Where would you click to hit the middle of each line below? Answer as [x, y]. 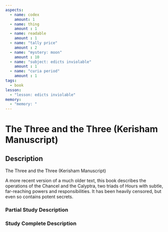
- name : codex [25, 15]
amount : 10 [27, 57]
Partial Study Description [37, 210]
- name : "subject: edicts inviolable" [51, 62]
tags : [11, 81]
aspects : [14, 10]
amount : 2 [26, 48]
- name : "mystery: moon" [36, 52]
